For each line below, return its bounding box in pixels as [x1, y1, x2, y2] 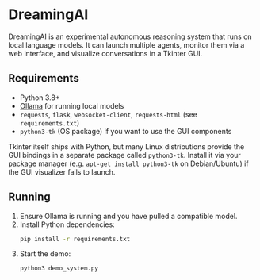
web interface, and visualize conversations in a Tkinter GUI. [8, 48, 203, 58]
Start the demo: [19, 249, 71, 259]
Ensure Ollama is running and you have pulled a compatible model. [19, 211, 238, 221]
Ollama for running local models [19, 101, 124, 110]
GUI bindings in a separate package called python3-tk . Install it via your [8, 150, 242, 159]
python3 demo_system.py [19, 264, 99, 273]
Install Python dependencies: [19, 220, 115, 229]
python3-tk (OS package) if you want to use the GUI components [19, 126, 232, 136]
